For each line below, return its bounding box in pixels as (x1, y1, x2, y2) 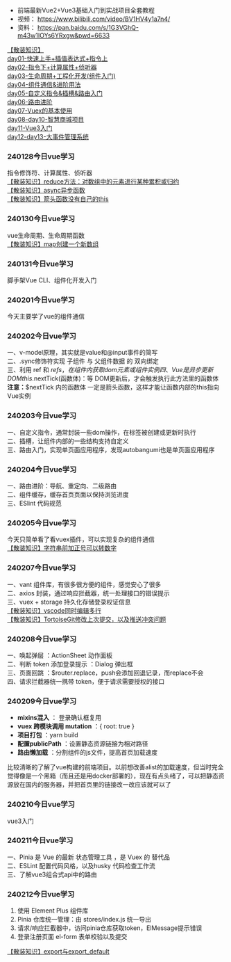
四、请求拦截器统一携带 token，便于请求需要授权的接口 (7, 677, 165, 685)
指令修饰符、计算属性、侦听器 (7, 169, 92, 177)
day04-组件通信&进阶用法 (7, 81, 81, 88)
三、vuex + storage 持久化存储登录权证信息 (7, 598, 131, 606)
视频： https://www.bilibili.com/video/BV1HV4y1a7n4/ (17, 15, 171, 23)
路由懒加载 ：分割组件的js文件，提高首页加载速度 (17, 748, 158, 757)
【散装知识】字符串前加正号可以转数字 (7, 544, 117, 552)
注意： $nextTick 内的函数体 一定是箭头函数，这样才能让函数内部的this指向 (7, 383, 220, 392)
